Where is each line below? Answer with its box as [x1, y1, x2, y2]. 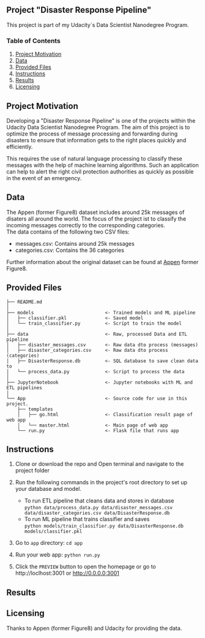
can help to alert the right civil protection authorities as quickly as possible [6, 168, 194, 175]
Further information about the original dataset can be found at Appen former [6, 258, 199, 265]
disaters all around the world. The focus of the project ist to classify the [6, 215, 187, 222]
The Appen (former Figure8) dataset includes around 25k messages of [6, 208, 185, 216]
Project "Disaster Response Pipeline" [6, 5, 152, 15]
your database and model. [15, 485, 81, 493]
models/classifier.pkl [24, 528, 83, 535]
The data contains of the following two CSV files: [6, 228, 130, 235]
